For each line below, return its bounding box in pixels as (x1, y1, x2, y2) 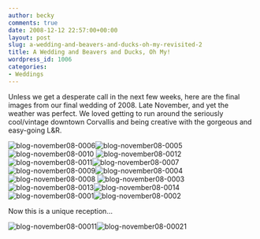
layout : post (8, 33, 51, 42)
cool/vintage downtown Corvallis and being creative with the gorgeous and (8, 117, 252, 126)
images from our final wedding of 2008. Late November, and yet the (8, 100, 229, 110)
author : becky (8, 11, 55, 20)
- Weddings (8, 70, 44, 78)
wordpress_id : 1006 (8, 56, 72, 64)
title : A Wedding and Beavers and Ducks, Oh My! (8, 48, 171, 56)
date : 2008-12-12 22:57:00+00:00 (8, 26, 118, 34)
